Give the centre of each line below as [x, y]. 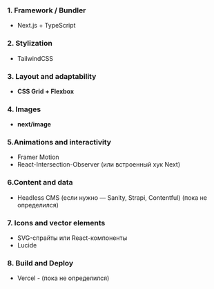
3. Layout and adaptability [52, 76]
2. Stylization [30, 44]
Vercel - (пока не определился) [63, 278]
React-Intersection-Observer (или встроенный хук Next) [99, 165]
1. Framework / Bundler [47, 10]
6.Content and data [40, 183]
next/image [34, 124]
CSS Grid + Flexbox [46, 91]
